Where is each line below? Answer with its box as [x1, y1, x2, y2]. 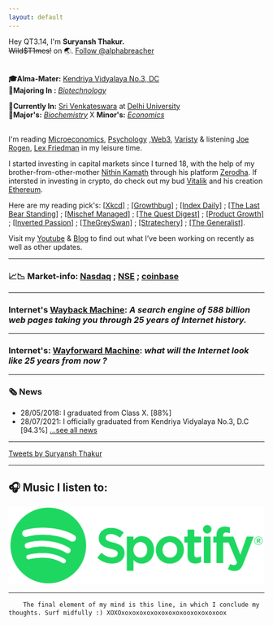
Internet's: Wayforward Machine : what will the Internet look [8, 345, 249, 356]
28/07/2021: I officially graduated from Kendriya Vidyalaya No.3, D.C [19, 416, 249, 426]
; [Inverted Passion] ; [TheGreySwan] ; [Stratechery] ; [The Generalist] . [8, 217, 245, 227]
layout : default [8, 13, 63, 21]
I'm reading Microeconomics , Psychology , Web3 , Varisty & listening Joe [8, 134, 249, 144]
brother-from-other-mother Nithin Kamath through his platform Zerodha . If [8, 167, 258, 177]
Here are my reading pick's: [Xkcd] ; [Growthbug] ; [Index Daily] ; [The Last [8, 200, 260, 210]
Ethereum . [8, 184, 43, 194]
